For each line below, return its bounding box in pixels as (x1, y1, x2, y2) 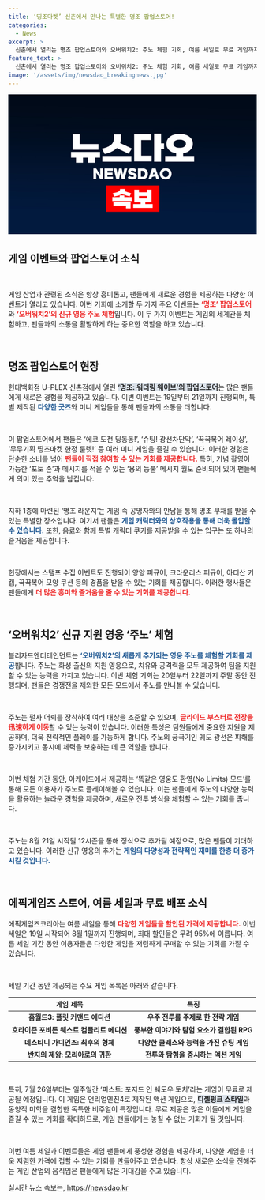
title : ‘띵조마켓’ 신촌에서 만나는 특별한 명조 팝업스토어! (8, 13, 175, 21)
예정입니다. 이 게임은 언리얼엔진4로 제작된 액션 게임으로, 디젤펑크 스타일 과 (22, 1094, 250, 1104)
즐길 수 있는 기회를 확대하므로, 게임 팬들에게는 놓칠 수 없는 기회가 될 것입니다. (8, 1114, 246, 1123)
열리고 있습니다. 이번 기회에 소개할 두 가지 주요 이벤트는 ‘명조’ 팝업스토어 (28, 300, 252, 309)
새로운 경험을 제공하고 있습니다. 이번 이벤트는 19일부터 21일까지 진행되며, (22, 392, 248, 402)
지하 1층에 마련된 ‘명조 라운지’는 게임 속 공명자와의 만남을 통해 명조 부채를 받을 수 (8, 506, 256, 515)
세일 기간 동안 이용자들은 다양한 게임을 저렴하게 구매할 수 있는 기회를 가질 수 (16, 938, 250, 948)
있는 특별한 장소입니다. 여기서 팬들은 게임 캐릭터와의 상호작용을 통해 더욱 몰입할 (8, 515, 251, 525)
